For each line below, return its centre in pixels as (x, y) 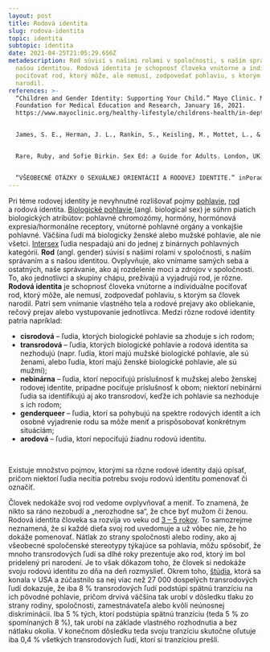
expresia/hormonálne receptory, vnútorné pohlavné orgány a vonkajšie (126, 226)
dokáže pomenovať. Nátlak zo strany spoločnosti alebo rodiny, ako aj (123, 537)
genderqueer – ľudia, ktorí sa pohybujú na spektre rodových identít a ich (140, 413)
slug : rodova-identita (46, 31)
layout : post (30, 16)
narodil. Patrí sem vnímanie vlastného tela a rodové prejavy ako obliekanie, (132, 303)
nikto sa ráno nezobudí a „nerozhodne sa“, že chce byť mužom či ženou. (128, 511)
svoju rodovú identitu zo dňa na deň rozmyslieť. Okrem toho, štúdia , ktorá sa (135, 571)
